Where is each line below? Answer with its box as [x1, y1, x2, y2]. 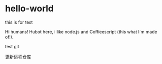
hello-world [5, 3, 54, 14]
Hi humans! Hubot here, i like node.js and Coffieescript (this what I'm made [5, 29, 158, 34]
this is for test [5, 19, 33, 25]
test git [5, 43, 20, 49]
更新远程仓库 [5, 54, 31, 60]
